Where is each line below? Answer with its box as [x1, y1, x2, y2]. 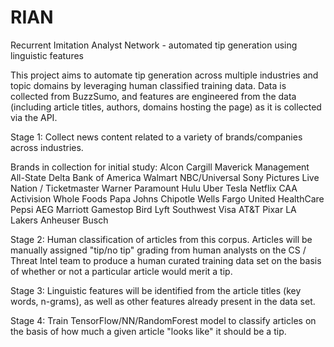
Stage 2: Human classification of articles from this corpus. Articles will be [10, 233, 313, 245]
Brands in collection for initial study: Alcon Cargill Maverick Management [10, 161, 310, 173]
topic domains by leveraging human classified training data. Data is [10, 79, 287, 91]
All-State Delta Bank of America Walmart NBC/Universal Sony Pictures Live [10, 171, 320, 183]
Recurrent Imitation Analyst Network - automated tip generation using [10, 39, 298, 51]
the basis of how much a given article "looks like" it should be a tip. [10, 325, 287, 337]
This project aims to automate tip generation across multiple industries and [10, 69, 319, 81]
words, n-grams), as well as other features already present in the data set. [10, 295, 316, 307]
